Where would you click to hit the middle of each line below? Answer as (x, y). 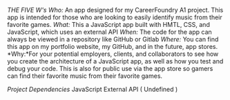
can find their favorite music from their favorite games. (85, 76)
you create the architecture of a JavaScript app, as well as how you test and (115, 61)
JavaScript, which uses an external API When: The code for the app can (109, 32)
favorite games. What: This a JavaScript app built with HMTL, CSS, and (109, 24)
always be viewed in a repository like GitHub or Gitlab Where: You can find (113, 39)
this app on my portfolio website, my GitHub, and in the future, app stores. (113, 47)
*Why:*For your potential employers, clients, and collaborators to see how (113, 54)
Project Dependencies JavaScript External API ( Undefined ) (93, 89)
